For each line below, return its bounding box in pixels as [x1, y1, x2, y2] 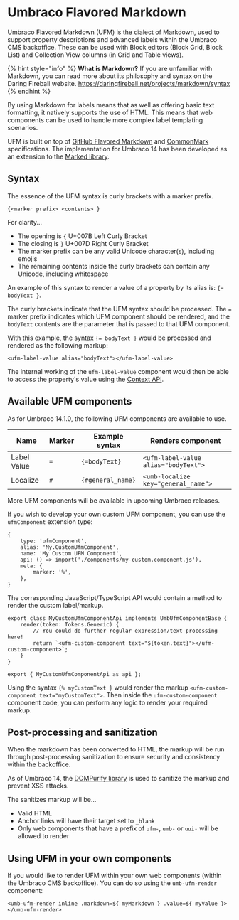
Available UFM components [7, 395, 132, 407]
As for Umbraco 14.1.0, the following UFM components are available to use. [7, 414, 227, 423]
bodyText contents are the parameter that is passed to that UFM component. [7, 319, 230, 328]
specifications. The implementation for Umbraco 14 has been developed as [7, 144, 228, 153]
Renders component [150, 435, 221, 445]
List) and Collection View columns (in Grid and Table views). [7, 50, 184, 59]
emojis [17, 254, 38, 263]
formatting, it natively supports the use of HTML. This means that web [7, 108, 213, 117]
